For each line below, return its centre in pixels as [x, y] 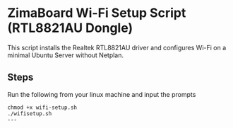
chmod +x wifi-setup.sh [42, 107]
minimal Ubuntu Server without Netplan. [66, 55]
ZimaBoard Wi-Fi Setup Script [97, 13]
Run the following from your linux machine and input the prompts [102, 94]
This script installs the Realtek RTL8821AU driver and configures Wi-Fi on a [117, 47]
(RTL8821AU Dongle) [70, 28]
